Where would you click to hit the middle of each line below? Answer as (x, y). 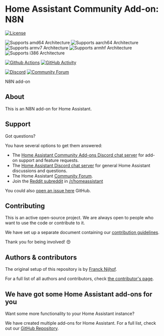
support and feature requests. (49, 160)
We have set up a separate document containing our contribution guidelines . (82, 233)
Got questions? (20, 136)
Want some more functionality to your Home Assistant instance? (70, 313)
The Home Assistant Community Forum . (52, 176)
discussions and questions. (40, 171)
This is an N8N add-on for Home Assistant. (48, 108)
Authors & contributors (41, 257)
